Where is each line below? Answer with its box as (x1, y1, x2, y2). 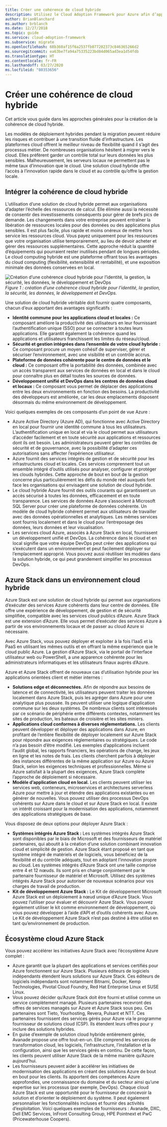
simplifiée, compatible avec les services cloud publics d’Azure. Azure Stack (5, 613, 160, 619)
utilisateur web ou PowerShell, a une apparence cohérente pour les (5, 654, 143, 660)
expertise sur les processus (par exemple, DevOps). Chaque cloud (12, 1084, 149, 1091)
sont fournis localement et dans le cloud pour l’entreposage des (12, 519, 143, 525)
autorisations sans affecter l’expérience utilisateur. (12, 450, 116, 456)
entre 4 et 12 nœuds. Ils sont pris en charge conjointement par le (12, 867, 145, 873)
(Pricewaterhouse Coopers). (12, 1116, 71, 1122)
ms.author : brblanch (5, 21, 48, 26)
